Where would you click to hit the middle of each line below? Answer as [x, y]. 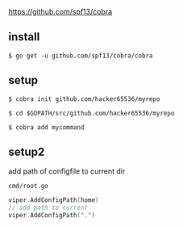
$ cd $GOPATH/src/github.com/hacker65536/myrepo [91, 113]
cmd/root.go [28, 186]
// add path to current [48, 208]
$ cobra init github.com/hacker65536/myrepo [84, 99]
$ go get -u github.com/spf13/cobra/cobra [81, 56]
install [24, 37]
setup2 [27, 152]
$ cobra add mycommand [46, 127]
